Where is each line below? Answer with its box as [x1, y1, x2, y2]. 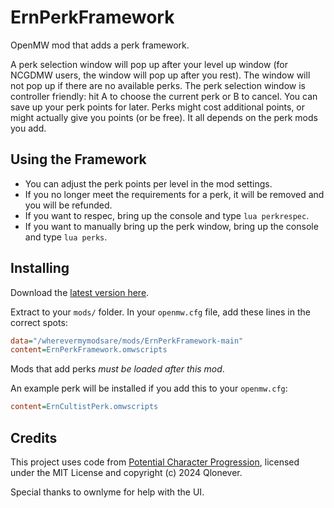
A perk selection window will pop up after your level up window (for [10, 58, 288, 70]
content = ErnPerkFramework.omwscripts [10, 345, 168, 355]
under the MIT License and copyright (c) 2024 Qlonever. [10, 467, 243, 478]
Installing [10, 260, 70, 277]
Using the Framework [10, 151, 147, 168]
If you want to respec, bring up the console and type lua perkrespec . [24, 209, 310, 221]
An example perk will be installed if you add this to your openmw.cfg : [10, 382, 288, 395]
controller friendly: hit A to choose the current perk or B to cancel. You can [10, 90, 318, 102]
